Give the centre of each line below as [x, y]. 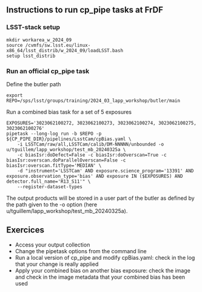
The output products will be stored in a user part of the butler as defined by [101, 198]
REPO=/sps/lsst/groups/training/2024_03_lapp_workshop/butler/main [93, 100]
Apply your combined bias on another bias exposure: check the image [103, 270]
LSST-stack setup [33, 27]
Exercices [25, 230]
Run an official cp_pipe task [48, 71]
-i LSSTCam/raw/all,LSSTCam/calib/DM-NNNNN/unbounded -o [91, 144]
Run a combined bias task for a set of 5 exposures [69, 112]
